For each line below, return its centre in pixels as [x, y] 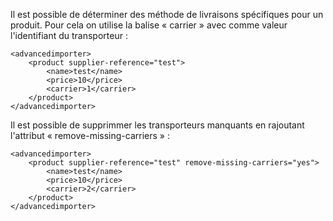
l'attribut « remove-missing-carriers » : [90, 135]
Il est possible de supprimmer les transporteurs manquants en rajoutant [157, 125]
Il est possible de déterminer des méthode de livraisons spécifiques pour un [167, 14]
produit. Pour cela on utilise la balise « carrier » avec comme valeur [149, 25]
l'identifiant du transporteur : [69, 35]
